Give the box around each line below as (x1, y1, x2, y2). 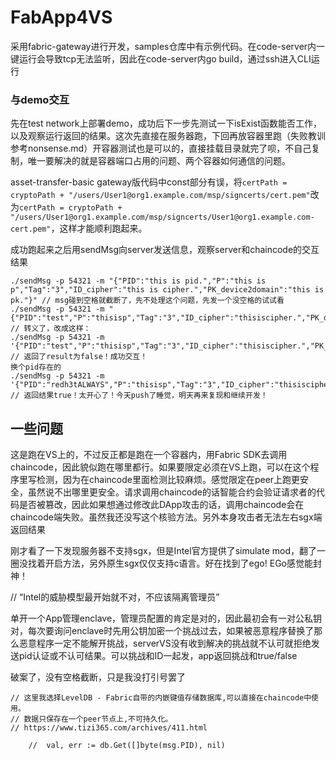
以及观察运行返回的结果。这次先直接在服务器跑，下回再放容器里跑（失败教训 (10, 130, 326, 142)
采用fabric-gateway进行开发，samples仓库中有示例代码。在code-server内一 (10, 40, 326, 52)
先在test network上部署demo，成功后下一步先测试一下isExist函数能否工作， (10, 117, 323, 130)
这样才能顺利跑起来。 (59, 222, 148, 235)
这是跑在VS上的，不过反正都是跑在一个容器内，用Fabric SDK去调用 (10, 449, 288, 461)
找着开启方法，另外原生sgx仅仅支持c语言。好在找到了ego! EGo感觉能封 (27, 557, 322, 570)
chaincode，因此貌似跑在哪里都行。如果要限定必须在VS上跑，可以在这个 (10, 461, 311, 473)
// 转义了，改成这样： (10, 324, 92, 334)
